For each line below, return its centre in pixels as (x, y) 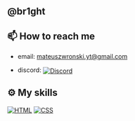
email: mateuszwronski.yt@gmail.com (72, 57)
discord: (30, 70)
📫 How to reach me (51, 36)
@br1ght (26, 12)
